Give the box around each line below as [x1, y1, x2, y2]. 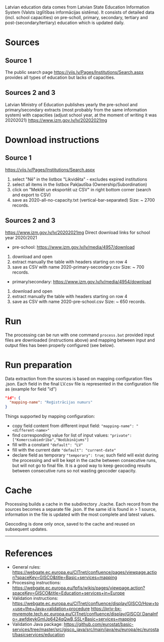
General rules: [12, 564, 41, 570]
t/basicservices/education [12, 632, 65, 638]
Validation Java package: [12, 621, 63, 627]
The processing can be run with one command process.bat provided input [5, 332, 155, 338]
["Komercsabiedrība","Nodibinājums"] [12, 437, 89, 442]
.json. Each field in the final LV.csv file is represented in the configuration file [5, 381, 159, 387]
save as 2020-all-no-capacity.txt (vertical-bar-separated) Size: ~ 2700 [12, 197, 155, 203]
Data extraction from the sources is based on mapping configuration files [5, 375, 152, 381]
